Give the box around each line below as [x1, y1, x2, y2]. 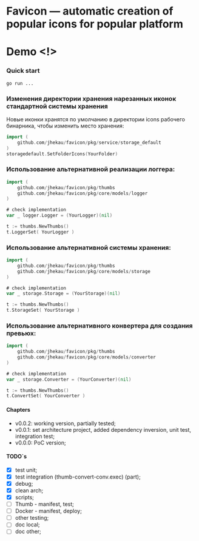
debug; [15, 480, 33, 487]
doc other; [15, 528, 41, 535]
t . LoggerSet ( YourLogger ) [6, 229, 75, 235]
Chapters [6, 406, 30, 413]
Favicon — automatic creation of [6, 4, 174, 18]
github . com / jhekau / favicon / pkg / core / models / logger [17, 190, 148, 197]
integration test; [15, 432, 55, 440]
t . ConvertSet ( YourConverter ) [6, 393, 86, 399]
